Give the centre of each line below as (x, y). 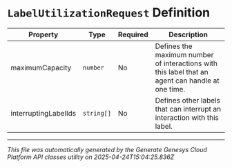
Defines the (174, 46)
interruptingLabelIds (43, 113)
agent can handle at (187, 81)
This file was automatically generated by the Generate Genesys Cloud (107, 149)
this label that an (182, 72)
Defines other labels (188, 100)
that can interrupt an (188, 109)
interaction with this (187, 117)
